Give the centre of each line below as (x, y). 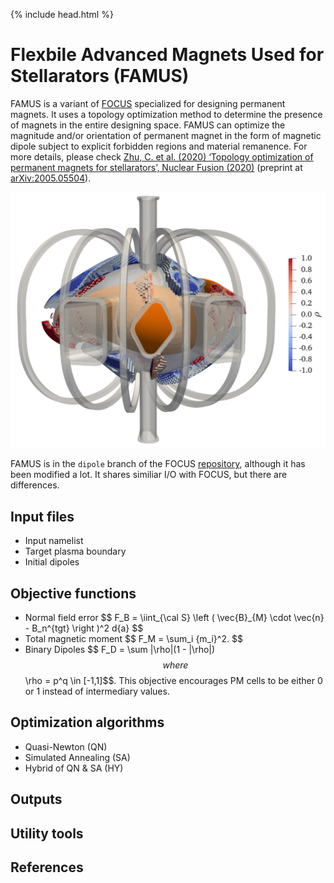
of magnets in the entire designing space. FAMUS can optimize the (148, 125)
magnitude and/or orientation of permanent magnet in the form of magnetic (166, 135)
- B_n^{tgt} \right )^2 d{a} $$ (84, 628)
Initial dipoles (52, 562)
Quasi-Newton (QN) (66, 746)
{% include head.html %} (62, 14)
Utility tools (47, 833)
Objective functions (73, 593)
